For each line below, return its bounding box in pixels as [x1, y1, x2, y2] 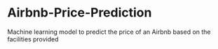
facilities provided [7, 35, 59, 43]
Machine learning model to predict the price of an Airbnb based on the [7, 28, 212, 36]
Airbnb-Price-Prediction [7, 5, 152, 21]
